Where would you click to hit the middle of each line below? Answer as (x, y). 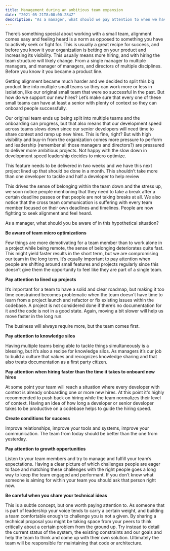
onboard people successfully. (36, 108)
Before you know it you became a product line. (54, 72)
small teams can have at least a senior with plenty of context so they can (81, 103)
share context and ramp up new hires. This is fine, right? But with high (78, 134)
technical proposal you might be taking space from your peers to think (78, 522)
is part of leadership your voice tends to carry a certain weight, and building (84, 511)
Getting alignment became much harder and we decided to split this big (80, 81)
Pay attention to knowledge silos (40, 336)
